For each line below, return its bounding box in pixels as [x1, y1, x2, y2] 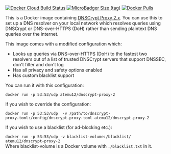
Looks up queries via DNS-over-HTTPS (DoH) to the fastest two [12, 51, 148, 57]
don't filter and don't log [12, 62, 64, 67]
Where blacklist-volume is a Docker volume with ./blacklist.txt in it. [5, 143, 153, 149]
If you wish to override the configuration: [5, 101, 91, 107]
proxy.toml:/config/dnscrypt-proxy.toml [5, 115, 93, 120]
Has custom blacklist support [12, 72, 75, 79]
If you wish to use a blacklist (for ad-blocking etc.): [5, 124, 112, 130]
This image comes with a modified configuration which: [5, 41, 122, 47]
